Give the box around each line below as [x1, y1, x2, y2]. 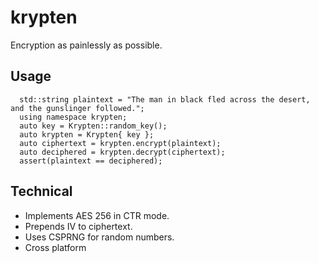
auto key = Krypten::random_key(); [19, 121, 168, 131]
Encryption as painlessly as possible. [10, 39, 163, 51]
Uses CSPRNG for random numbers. [24, 231, 175, 243]
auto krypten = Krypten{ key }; [19, 129, 155, 140]
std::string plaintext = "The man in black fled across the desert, [19, 94, 311, 105]
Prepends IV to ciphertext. [24, 220, 133, 232]
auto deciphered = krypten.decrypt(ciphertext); [19, 147, 226, 157]
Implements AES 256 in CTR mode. [24, 209, 170, 221]
